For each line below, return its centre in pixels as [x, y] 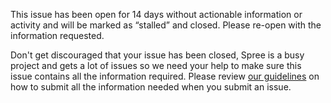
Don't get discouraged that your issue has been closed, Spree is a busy [157, 55]
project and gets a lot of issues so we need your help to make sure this [156, 65]
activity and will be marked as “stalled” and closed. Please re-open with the [166, 25]
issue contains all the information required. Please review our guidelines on [165, 76]
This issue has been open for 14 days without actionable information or [156, 14]
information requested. [57, 35]
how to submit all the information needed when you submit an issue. [151, 87]
